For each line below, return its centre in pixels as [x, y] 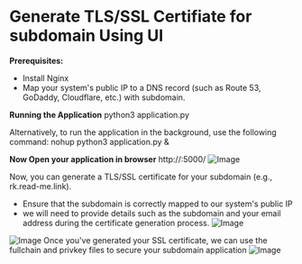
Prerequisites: [37, 60]
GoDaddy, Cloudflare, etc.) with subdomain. [104, 97]
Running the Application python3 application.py [100, 114]
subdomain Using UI [87, 36]
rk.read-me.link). [41, 186]
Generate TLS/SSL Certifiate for [131, 17]
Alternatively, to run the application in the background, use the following [143, 132]
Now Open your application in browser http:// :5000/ [108, 159]
